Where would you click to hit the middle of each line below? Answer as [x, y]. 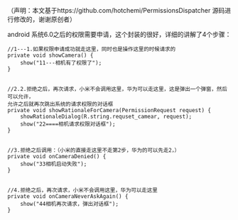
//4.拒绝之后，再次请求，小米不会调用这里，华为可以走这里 [82, 190]
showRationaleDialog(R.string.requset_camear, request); [106, 116]
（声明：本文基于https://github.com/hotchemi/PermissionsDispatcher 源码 [116, 10]
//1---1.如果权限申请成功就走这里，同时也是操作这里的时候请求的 [92, 49]
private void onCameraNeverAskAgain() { [68, 197]
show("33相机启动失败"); [54, 164]
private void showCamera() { [50, 55]
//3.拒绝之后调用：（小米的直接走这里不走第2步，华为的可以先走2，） [93, 150]
